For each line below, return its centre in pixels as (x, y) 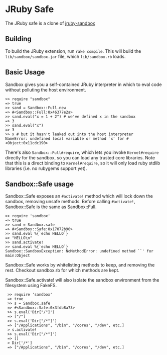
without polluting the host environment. (46, 90)
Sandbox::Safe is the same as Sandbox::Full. (51, 207)
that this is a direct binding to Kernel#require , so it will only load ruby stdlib (83, 163)
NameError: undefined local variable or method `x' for (65, 139)
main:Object (18, 256)
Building (18, 39)
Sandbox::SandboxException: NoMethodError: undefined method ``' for (79, 251)
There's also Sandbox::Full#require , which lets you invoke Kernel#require (82, 152)
